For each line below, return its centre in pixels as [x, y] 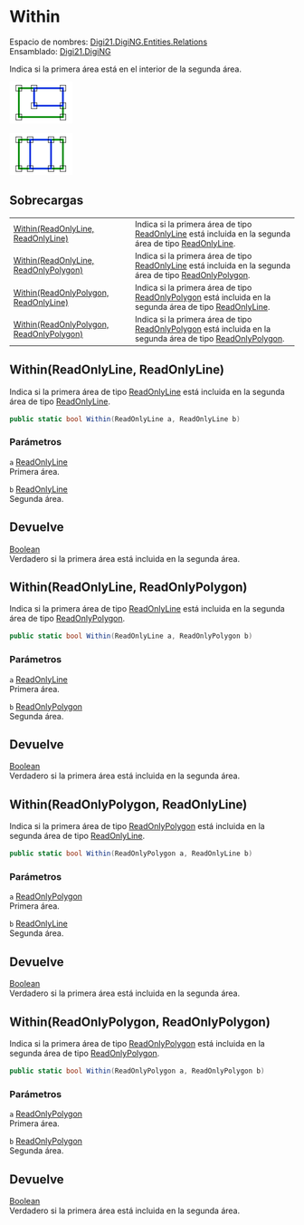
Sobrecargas [47, 201]
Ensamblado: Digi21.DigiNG [60, 51]
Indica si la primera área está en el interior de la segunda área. [126, 69]
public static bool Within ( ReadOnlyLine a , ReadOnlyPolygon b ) [131, 636]
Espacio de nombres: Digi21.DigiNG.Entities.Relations [109, 42]
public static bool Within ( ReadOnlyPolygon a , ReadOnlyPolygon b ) [137, 1071]
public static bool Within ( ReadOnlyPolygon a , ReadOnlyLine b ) [131, 854]
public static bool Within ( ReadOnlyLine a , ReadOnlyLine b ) [125, 419]
